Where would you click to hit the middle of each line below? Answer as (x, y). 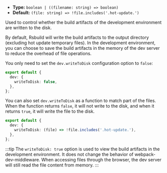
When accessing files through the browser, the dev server (101, 159)
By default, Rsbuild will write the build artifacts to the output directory (77, 37)
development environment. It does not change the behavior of (69, 154)
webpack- (145, 154)
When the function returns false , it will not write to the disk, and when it (80, 106)
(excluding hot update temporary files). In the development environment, (80, 43)
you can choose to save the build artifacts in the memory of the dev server (82, 48)
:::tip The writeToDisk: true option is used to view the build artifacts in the (82, 149)
